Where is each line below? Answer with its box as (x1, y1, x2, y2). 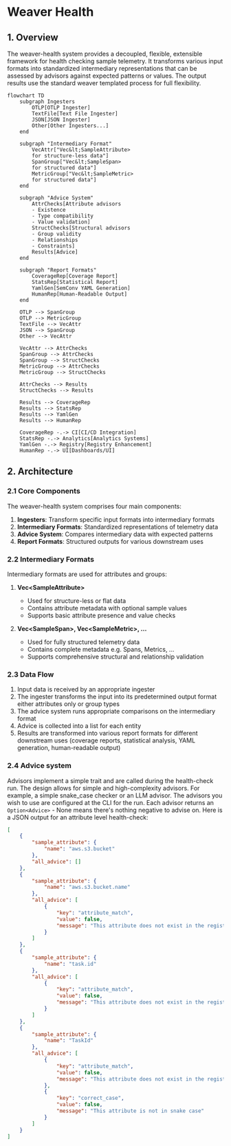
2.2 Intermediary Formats (7, 554, 95, 564)
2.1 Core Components (7, 486, 80, 496)
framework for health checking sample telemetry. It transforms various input (7, 57, 223, 65)
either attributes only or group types (16, 700, 120, 708)
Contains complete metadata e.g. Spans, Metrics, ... (27, 645, 175, 653)
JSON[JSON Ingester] (32, 116, 91, 123)
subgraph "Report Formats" (19, 267, 97, 274)
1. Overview (7, 32, 58, 43)
